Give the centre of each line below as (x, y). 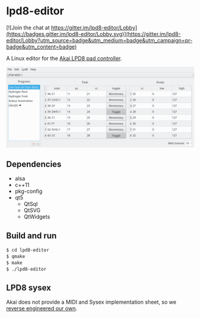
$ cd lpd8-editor (28, 250)
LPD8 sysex (29, 288)
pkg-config (29, 191)
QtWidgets (37, 217)
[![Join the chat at (28, 28)
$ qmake (16, 257)
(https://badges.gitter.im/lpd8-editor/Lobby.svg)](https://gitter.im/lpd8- (93, 34)
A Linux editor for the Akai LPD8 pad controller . (64, 58)
